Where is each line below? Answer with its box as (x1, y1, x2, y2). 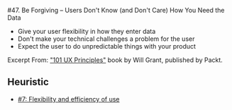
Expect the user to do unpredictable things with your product (17, 42, 197, 50)
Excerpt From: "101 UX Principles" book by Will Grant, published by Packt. (7, 56, 223, 64)
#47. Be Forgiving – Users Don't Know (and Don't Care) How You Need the (7, 6, 225, 14)
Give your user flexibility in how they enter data (17, 28, 156, 35)
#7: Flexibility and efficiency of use (17, 94, 120, 103)
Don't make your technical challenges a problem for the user (17, 35, 195, 43)
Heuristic (7, 76, 50, 88)
